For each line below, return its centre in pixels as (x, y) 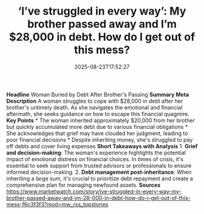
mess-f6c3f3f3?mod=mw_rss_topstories (57, 204)
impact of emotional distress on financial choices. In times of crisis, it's (95, 159)
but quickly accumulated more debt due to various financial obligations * (97, 126)
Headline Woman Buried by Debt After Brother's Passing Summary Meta (98, 94)
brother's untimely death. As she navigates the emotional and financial (94, 107)
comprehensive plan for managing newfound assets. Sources (83, 185)
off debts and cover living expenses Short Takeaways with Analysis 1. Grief (102, 146)
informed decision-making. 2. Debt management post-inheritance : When (99, 172)
